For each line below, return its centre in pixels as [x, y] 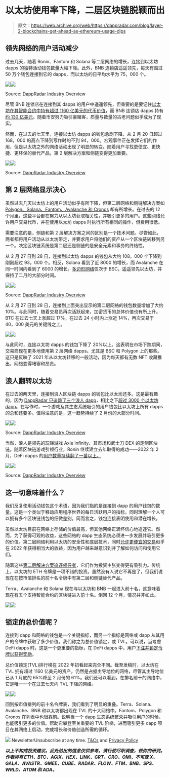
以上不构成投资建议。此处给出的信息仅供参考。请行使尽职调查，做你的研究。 [85, 751]
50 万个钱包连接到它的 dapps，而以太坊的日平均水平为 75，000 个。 [77, 74]
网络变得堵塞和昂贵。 [36, 363]
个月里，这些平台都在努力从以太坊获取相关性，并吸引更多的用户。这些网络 [83, 215]
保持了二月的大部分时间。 [32, 275]
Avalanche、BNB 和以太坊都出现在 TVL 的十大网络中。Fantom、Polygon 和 [83, 710]
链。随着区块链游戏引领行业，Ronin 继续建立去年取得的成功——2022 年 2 [82, 449]
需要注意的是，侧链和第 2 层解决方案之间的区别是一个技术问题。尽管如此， [83, 232]
